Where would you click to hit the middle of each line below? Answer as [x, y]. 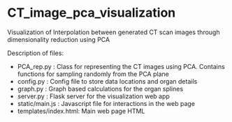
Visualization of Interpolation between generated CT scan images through [114, 32]
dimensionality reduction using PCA [59, 39]
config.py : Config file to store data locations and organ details [107, 81]
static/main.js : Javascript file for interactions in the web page [106, 103]
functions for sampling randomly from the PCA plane [93, 74]
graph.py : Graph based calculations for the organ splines [100, 89]
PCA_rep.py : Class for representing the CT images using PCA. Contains [121, 66]
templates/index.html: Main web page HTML [81, 111]
